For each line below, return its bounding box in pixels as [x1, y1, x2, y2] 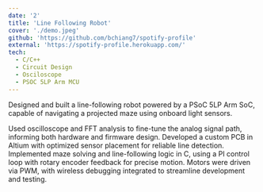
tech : [8, 48, 26, 56]
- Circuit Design [15, 63, 73, 71]
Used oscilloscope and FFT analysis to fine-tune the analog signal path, [8, 124, 242, 133]
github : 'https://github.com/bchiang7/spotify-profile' [8, 33, 196, 42]
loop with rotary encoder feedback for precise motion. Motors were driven [8, 157, 251, 167]
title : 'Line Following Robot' [8, 19, 112, 27]
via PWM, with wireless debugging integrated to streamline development [8, 166, 246, 175]
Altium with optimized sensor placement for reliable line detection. [8, 140, 224, 150]
